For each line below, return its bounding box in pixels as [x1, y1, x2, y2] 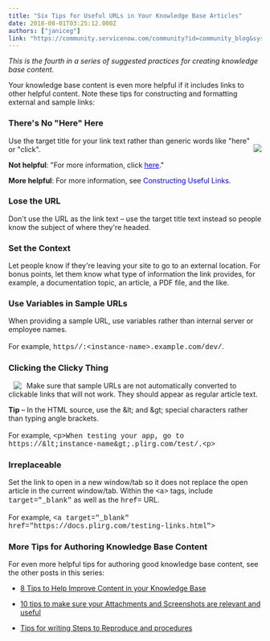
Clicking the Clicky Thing [8, 363, 108, 374]
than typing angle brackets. [8, 413, 99, 423]
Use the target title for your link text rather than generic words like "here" [8, 136, 251, 146]
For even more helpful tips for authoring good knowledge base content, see [8, 560, 259, 569]
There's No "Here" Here [8, 117, 104, 129]
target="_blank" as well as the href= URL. [8, 495, 160, 505]
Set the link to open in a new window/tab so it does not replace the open [8, 478, 248, 487]
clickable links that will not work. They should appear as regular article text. [8, 389, 259, 399]
